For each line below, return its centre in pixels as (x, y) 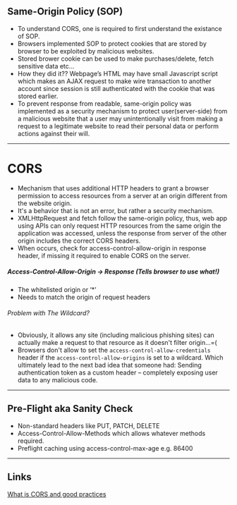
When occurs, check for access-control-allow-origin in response (112, 248)
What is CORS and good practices (57, 494)
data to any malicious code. (57, 379)
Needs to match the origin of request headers (84, 297)
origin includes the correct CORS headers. (79, 241)
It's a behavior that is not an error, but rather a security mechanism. (115, 210)
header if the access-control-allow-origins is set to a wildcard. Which (120, 357)
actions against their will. (54, 133)
